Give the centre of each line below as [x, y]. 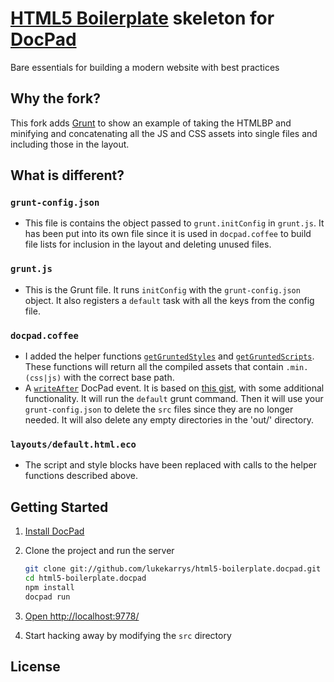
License [35, 667]
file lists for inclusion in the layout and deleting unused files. [148, 244]
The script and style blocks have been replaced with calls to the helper [170, 465]
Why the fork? [56, 98]
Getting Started [59, 507]
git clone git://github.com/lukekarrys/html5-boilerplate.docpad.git [173, 569]
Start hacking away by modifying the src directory [128, 635]
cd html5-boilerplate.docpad [85, 578]
